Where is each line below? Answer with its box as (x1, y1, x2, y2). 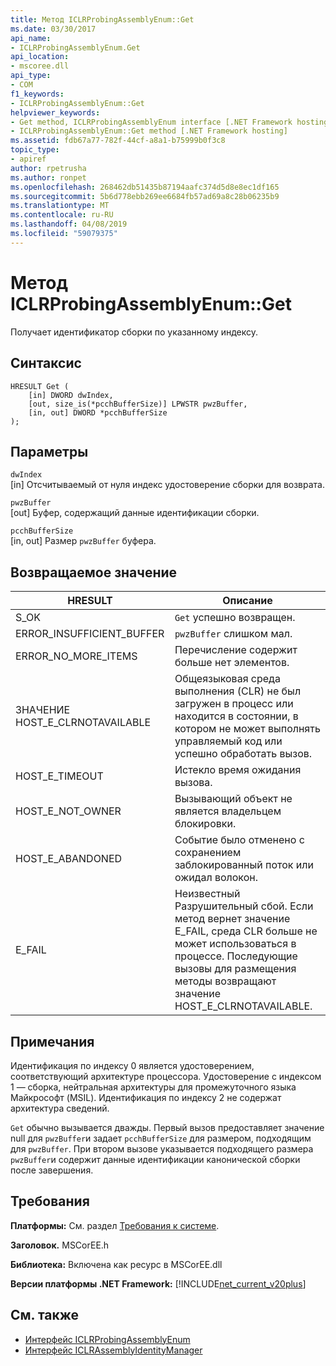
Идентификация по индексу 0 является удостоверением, (10, 1059, 255, 1071)
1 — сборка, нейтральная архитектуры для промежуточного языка (10, 1081, 297, 1093)
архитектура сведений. (10, 1102, 110, 1114)
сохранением (174, 846, 242, 860)
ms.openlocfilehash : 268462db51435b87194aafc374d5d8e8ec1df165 (10, 182, 280, 192)
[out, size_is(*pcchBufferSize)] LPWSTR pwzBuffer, (28, 399, 248, 409)
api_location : (10, 52, 70, 62)
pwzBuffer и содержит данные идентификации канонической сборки (10, 1153, 301, 1165)
